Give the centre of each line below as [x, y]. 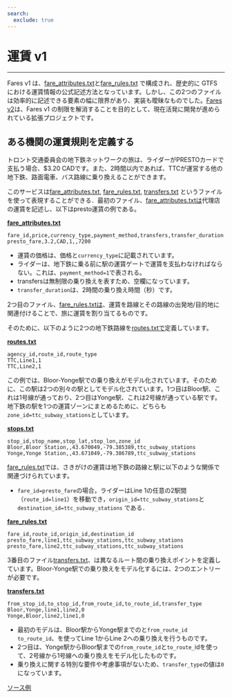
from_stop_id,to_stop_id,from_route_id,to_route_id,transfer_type [105, 604]
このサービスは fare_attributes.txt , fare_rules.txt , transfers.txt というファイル [115, 192]
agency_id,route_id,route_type [52, 355]
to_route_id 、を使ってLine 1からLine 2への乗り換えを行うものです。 [114, 639]
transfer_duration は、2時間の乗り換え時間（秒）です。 [96, 290]
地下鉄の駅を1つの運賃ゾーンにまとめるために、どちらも [87, 406]
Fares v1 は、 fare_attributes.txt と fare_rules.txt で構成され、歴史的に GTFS [112, 83]
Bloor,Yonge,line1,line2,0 [46, 610]
